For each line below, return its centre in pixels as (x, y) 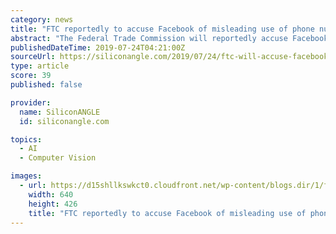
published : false (46, 85)
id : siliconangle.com (64, 121)
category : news (42, 19)
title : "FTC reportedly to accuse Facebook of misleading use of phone (162, 29)
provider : (31, 102)
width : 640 (51, 194)
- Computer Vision (58, 158)
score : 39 (31, 76)
